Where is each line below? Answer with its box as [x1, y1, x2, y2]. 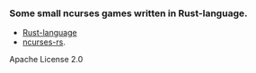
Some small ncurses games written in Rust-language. [9, 7, 248, 20]
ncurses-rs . [22, 36, 66, 47]
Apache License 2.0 [9, 54, 84, 65]
